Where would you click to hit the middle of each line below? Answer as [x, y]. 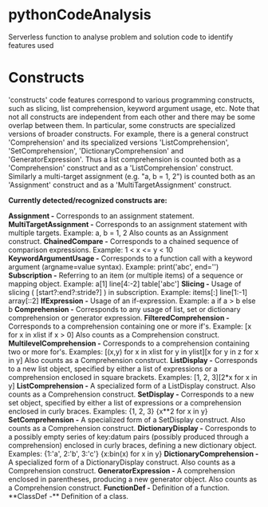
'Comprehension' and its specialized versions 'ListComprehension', [119, 142]
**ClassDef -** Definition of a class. [69, 496]
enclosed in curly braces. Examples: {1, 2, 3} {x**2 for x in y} [108, 411]
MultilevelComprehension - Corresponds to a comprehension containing [129, 343]
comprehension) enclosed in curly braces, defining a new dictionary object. [132, 445]
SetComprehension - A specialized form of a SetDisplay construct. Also [127, 419]
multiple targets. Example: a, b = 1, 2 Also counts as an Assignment [118, 233]
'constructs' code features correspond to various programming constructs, [132, 100]
